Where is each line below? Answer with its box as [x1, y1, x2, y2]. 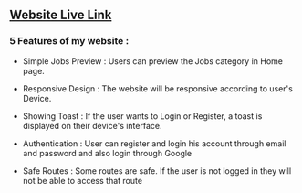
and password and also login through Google [22, 147, 193, 158]
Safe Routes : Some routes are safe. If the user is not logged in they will [22, 165, 292, 177]
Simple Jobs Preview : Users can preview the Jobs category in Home [22, 55, 283, 67]
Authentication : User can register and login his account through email [22, 137, 286, 149]
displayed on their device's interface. [22, 120, 162, 131]
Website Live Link [9, 7, 112, 23]
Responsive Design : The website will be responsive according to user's [22, 82, 294, 94]
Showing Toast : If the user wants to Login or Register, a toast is [22, 110, 263, 122]
